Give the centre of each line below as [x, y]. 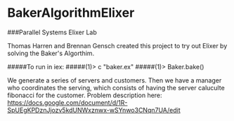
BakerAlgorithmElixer [71, 13]
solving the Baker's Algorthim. [51, 53]
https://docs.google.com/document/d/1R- [67, 102]
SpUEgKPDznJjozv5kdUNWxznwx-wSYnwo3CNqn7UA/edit [94, 110]
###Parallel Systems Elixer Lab [52, 32]
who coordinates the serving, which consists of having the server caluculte [116, 87]
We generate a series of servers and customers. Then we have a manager [115, 80]
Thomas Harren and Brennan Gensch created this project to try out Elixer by [117, 45]
